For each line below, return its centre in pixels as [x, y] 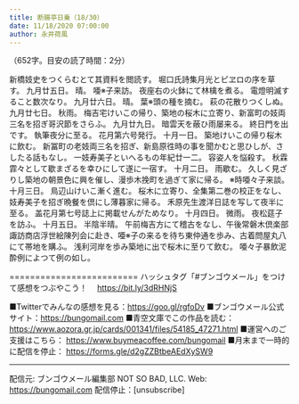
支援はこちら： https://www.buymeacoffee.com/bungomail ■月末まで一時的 [149, 341]
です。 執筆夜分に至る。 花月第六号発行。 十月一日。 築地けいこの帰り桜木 [146, 136]
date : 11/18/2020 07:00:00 [59, 26]
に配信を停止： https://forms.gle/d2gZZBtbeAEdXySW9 [111, 351]
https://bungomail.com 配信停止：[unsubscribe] [97, 390]
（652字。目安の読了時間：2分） [70, 61]
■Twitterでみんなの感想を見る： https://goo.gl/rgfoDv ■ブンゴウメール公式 [147, 307]
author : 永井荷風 [39, 34]
